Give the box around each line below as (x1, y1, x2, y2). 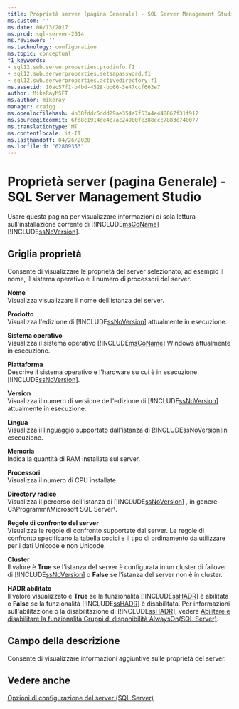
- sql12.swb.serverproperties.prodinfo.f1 (7, 63, 135, 71)
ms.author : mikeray (7, 97, 65, 104)
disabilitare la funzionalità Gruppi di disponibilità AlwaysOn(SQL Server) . (7, 614, 219, 623)
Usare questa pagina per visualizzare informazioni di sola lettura (7, 212, 196, 221)
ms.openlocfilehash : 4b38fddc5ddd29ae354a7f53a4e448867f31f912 (7, 110, 199, 117)
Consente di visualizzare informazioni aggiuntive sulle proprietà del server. (7, 653, 226, 663)
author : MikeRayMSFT (7, 90, 69, 97)
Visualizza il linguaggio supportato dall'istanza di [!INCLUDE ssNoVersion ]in (7, 425, 228, 434)
